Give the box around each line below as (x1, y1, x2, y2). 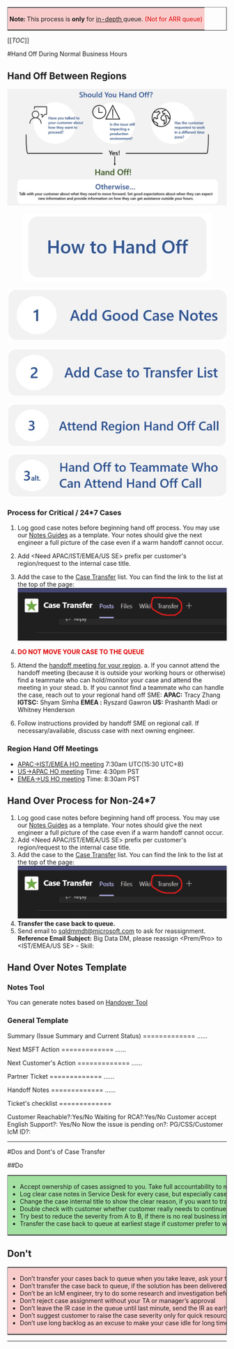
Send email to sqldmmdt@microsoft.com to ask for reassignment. (17, 927, 206, 935)
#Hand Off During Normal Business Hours (7, 49, 127, 59)
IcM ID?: (7, 1127, 31, 1136)
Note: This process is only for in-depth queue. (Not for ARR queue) (9, 15, 203, 23)
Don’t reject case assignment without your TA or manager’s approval (19, 1297, 216, 1305)
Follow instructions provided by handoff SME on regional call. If (17, 719, 200, 727)
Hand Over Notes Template (7, 962, 127, 973)
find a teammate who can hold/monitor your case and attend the (17, 676, 203, 684)
